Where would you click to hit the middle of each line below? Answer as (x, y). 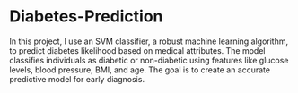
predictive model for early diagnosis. (77, 79)
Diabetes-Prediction (86, 17)
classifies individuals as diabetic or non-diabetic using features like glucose (149, 60)
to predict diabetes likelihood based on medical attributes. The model (137, 50)
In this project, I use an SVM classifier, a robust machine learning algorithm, (149, 41)
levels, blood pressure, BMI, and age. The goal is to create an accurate (140, 70)
